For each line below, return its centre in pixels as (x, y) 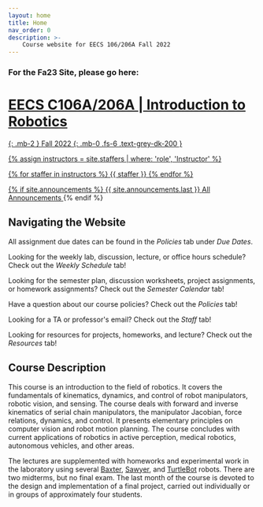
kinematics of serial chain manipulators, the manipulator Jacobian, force (125, 412)
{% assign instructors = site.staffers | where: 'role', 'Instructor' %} (115, 158)
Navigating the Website (67, 223)
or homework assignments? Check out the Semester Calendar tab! (116, 289)
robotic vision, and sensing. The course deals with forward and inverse (123, 404)
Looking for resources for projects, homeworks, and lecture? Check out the (130, 334)
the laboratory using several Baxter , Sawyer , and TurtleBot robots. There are (131, 469)
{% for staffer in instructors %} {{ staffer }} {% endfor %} (101, 173)
